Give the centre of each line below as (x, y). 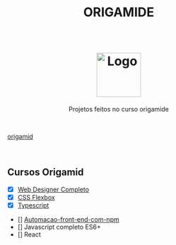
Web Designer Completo (53, 189)
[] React (29, 234)
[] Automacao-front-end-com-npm (68, 219)
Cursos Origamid (46, 173)
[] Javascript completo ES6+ (59, 227)
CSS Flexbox (36, 197)
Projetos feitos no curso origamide (119, 109)
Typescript (33, 205)
